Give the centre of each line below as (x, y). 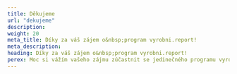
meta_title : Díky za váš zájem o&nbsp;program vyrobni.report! (102, 40)
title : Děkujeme (31, 14)
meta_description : (34, 47)
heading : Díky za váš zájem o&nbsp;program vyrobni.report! (98, 54)
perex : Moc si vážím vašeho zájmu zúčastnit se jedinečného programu (112, 60)
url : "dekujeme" (31, 20)
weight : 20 (23, 33)
